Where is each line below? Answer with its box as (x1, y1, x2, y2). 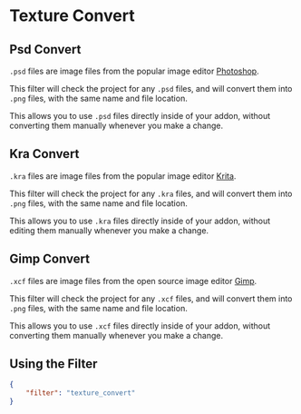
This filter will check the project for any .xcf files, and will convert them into (9, 292, 293, 304)
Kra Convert (9, 146, 80, 162)
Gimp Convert (9, 251, 91, 267)
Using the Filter (9, 356, 98, 372)
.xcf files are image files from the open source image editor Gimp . (9, 275, 257, 286)
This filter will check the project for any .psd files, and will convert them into (9, 84, 293, 94)
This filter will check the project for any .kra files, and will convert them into (9, 188, 293, 199)
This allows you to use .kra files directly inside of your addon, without (9, 215, 271, 226)
